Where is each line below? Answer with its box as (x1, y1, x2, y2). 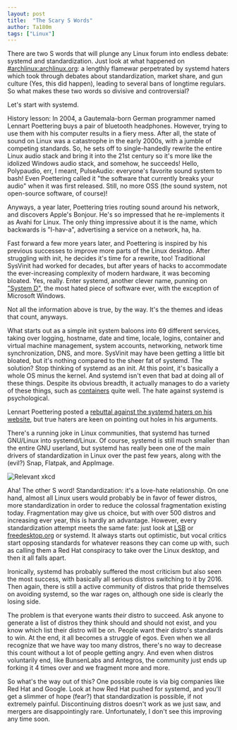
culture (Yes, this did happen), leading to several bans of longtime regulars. (7, 79, 226, 88)
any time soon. (7, 714, 51, 724)
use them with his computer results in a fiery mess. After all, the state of (7, 129, 217, 138)
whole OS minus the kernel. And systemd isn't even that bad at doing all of (7, 371, 224, 380)
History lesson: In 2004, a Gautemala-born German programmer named (7, 114, 216, 123)
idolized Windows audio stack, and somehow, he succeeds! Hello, (7, 160, 200, 168)
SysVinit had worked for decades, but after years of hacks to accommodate (7, 262, 227, 270)
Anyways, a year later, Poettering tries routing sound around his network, (7, 203, 220, 212)
